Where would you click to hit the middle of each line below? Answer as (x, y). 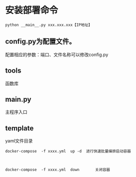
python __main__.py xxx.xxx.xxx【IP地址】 (49, 25)
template (20, 128)
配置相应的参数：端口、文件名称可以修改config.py (57, 54)
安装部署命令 (32, 10)
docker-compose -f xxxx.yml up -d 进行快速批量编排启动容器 (68, 151)
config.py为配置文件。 (41, 41)
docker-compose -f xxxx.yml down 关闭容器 (58, 170)
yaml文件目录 (19, 141)
